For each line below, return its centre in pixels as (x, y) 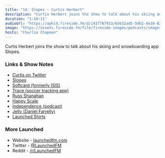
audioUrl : (15, 23)
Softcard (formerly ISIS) (36, 85)
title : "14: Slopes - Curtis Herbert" (45, 10)
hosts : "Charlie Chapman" (31, 32)
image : (12, 28)
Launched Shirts (29, 117)
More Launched (24, 130)
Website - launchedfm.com (40, 140)
